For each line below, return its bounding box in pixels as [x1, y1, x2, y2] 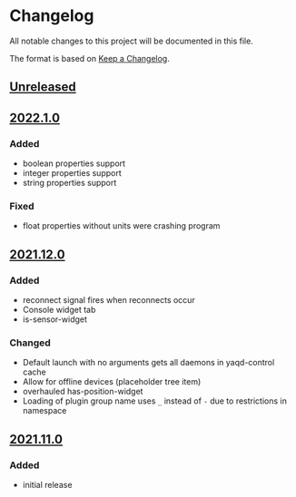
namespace [22, 405, 67, 416]
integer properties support [22, 168, 122, 179]
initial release [22, 479, 73, 490]
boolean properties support [22, 158, 125, 169]
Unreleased [9, 79, 77, 95]
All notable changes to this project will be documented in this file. [9, 35, 254, 46]
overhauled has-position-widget [22, 386, 143, 397]
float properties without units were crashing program [22, 220, 221, 231]
